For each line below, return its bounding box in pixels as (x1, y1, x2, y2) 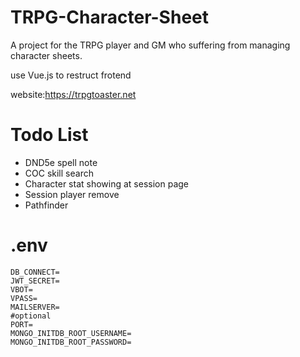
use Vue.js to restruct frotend (10, 69, 132, 81)
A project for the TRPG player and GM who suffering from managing (10, 39, 291, 51)
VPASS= (10, 293, 38, 303)
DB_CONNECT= (10, 267, 60, 277)
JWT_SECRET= (10, 276, 60, 286)
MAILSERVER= (10, 302, 60, 312)
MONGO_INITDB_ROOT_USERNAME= (10, 328, 132, 338)
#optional (10, 311, 52, 321)
